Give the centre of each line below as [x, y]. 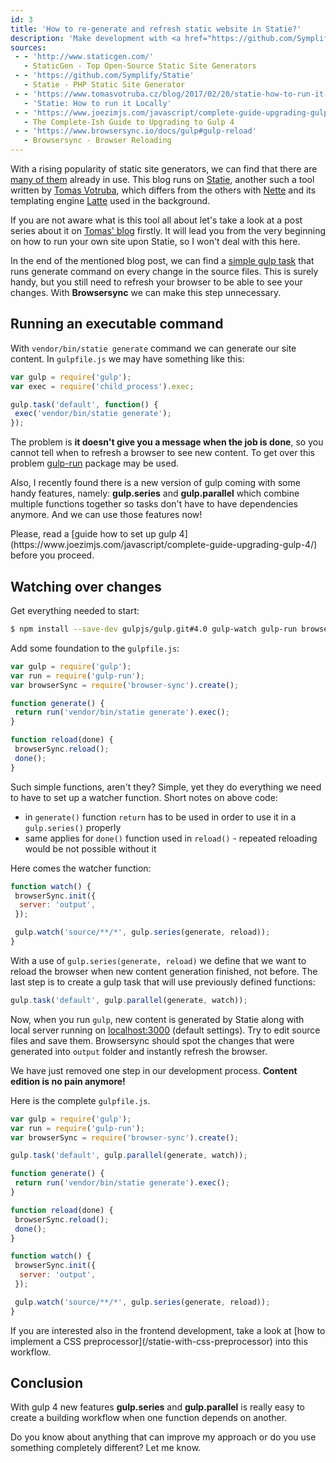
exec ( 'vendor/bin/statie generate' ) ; [93, 414]
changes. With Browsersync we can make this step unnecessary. [146, 292]
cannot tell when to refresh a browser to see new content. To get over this [162, 453]
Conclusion [47, 1383]
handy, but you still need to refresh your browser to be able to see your [156, 282]
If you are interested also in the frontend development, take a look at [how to [168, 1330]
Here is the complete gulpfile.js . [80, 1100]
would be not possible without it [90, 848]
